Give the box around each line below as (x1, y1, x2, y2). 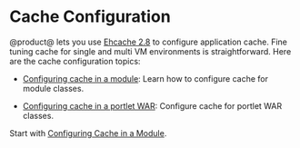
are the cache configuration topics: (9, 55, 141, 66)
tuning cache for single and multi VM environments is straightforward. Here (9, 45, 292, 56)
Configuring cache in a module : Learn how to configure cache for (22, 73, 268, 84)
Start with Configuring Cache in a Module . (9, 127, 167, 138)
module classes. (22, 83, 85, 94)
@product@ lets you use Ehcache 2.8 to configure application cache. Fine (9, 36, 288, 47)
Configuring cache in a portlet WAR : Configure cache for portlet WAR (22, 100, 283, 111)
